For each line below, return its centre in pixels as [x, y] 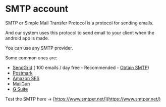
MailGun [21, 84]
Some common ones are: [31, 58]
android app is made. [27, 38]
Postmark [22, 73]
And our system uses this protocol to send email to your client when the [80, 32]
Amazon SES [26, 78]
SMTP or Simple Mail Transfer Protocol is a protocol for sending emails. [79, 23]
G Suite [20, 89]
